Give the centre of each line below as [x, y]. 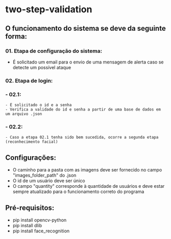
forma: [16, 36]
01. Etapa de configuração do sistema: [54, 51]
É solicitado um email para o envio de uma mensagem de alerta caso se [88, 62]
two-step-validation [49, 9]
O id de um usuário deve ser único [49, 181]
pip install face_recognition [41, 231]
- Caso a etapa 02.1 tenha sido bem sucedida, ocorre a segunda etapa [82, 137]
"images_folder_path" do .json [44, 176]
